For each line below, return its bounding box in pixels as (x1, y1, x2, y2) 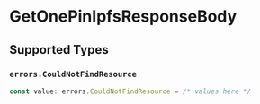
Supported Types (9, 42, 110, 57)
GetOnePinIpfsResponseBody (9, 6, 238, 27)
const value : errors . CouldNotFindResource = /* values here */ (9, 87, 252, 96)
